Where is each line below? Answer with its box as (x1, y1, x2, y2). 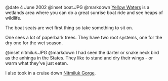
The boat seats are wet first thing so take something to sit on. (5, 25, 133, 31)
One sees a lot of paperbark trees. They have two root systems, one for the (5, 35, 162, 40)
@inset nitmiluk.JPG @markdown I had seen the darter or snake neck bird (5, 50, 159, 55)
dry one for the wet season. (5, 40, 63, 46)
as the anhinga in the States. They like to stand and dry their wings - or (5, 55, 153, 61)
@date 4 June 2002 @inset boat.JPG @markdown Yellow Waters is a (5, 5, 150, 10)
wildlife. (5, 15, 22, 21)
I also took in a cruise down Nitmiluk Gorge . (5, 70, 96, 76)
